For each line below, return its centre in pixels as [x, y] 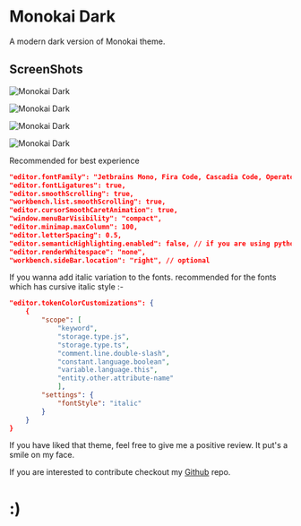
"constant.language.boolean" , [113, 362]
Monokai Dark [63, 17]
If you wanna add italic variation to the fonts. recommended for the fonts [143, 277]
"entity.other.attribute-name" [116, 378]
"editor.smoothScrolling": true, [72, 194]
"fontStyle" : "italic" [99, 403]
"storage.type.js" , [93, 336]
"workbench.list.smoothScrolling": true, [88, 202]
